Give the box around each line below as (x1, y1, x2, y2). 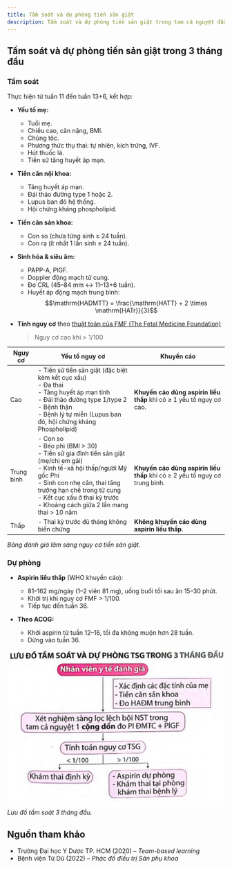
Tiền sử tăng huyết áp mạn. (27, 156, 106, 164)
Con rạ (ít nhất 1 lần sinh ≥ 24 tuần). (27, 239, 130, 247)
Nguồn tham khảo (7, 828, 86, 840)
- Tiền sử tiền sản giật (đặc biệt (37, 366, 128, 374)
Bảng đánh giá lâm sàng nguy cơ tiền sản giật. (7, 541, 141, 549)
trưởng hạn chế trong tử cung (37, 486, 122, 495)
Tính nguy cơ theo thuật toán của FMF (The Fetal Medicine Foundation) (17, 319, 222, 328)
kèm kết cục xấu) (37, 373, 87, 381)
